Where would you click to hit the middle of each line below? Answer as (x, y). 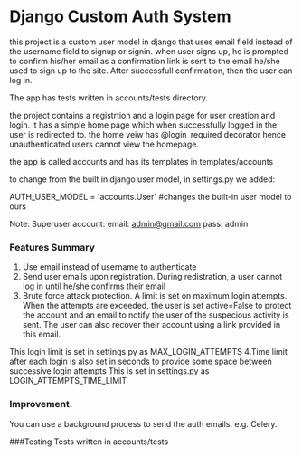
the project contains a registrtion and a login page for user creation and (142, 115)
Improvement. (41, 404)
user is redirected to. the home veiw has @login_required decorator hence (148, 134)
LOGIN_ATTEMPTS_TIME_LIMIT (68, 381)
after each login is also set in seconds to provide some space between (141, 361)
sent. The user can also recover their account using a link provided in (151, 325)
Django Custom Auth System (120, 17)
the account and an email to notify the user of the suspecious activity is (156, 315)
